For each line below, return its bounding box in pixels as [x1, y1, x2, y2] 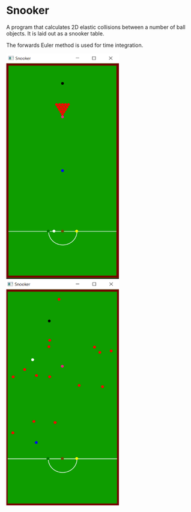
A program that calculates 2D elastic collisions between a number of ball [6, 23, 186, 31]
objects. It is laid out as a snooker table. [6, 29, 105, 37]
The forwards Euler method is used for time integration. [6, 41, 144, 49]
